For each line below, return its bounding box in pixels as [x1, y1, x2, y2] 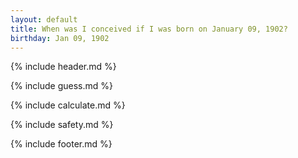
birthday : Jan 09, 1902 [10, 33, 110, 43]
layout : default [10, 14, 78, 25]
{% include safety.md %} [10, 119, 114, 131]
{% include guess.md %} [10, 80, 113, 92]
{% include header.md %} [10, 61, 117, 73]
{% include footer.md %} [10, 138, 113, 150]
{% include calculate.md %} [10, 99, 126, 111]
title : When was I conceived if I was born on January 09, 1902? [10, 24, 288, 34]
